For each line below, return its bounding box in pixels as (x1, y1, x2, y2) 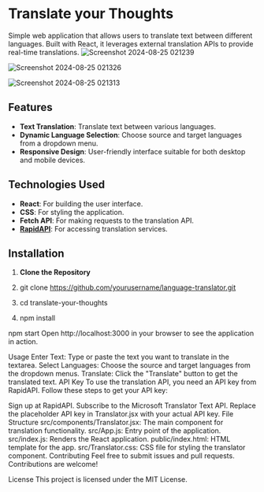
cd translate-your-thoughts (19, 298, 108, 308)
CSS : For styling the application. (19, 207, 125, 216)
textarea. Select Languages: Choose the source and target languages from (8, 361, 251, 370)
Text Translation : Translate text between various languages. (19, 121, 217, 131)
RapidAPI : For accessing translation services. (19, 224, 168, 233)
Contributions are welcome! (8, 460, 99, 469)
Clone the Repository (19, 268, 91, 277)
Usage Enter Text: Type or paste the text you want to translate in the (8, 352, 230, 362)
